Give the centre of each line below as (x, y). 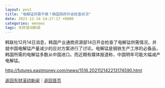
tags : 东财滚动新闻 (23, 28)
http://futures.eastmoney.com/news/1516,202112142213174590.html (74, 70)
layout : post (18, 10)
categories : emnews (25, 23)
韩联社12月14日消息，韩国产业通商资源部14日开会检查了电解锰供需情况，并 (81, 43)
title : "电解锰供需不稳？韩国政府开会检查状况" (48, 14)
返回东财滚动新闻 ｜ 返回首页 (33, 81)
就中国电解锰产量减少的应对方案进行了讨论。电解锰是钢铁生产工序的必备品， (83, 48)
